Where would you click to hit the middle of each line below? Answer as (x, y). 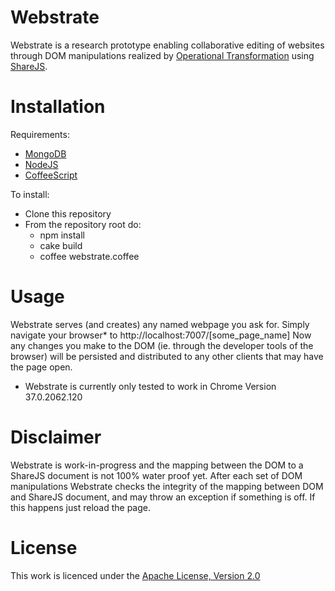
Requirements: (40, 134)
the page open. (41, 367)
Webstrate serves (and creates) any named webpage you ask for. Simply (160, 324)
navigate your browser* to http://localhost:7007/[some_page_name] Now (161, 335)
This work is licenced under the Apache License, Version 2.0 (135, 575)
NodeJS (41, 164)
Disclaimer (56, 437)
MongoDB (45, 153)
